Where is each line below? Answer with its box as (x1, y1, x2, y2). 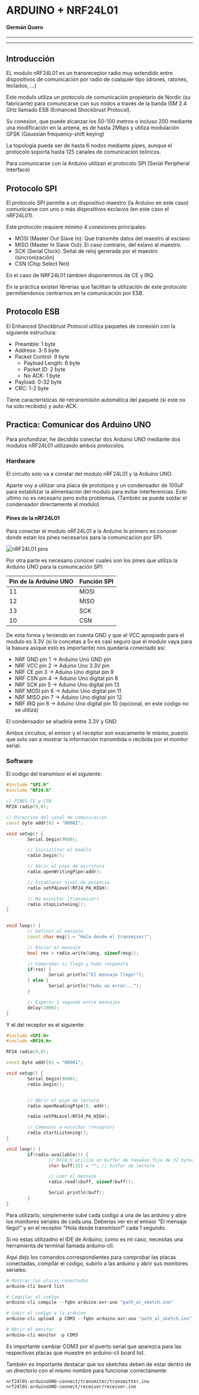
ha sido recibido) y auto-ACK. (6, 402, 78, 409)
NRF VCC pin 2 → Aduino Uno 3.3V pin (14, 662, 110, 669)
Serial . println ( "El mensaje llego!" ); (48, 972, 145, 978)
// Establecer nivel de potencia (27, 879, 110, 885)
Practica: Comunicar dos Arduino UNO (6, 420, 152, 430)
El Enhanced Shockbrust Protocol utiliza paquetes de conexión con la (6, 322, 176, 330)
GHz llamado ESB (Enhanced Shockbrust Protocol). (6, 106, 131, 114)
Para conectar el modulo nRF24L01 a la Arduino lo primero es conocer (6, 528, 178, 535)
